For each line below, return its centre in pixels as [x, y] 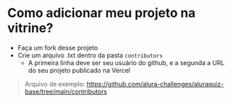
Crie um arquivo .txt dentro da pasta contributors [90, 55]
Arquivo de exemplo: [55, 84]
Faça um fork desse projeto [58, 47]
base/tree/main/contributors [66, 91]
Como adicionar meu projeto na [101, 13]
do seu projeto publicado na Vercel [79, 70]
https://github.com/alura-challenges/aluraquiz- [155, 84]
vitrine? [30, 28]
